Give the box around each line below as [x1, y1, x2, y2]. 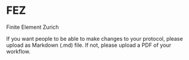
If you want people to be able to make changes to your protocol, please [6, 35, 184, 42]
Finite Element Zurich [6, 23, 59, 31]
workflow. [6, 47, 31, 55]
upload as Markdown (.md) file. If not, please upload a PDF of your [6, 41, 172, 49]
